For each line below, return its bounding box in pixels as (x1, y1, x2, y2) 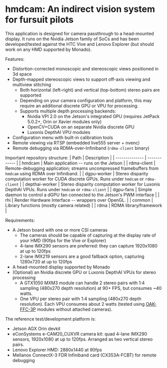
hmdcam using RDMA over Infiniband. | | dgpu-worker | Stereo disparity (5, 170, 149, 176)
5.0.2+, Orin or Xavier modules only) (27, 119, 102, 124)
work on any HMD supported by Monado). (5, 46, 92, 52)
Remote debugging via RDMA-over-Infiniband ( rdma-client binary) (12, 145, 150, 151)
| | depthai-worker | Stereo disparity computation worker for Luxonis (19, 181, 161, 187)
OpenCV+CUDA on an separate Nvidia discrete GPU (27, 123, 135, 130)
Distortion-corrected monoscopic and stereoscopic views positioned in (12, 66, 159, 72)
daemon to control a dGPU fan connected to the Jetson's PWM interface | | (5, 192, 160, 198)
